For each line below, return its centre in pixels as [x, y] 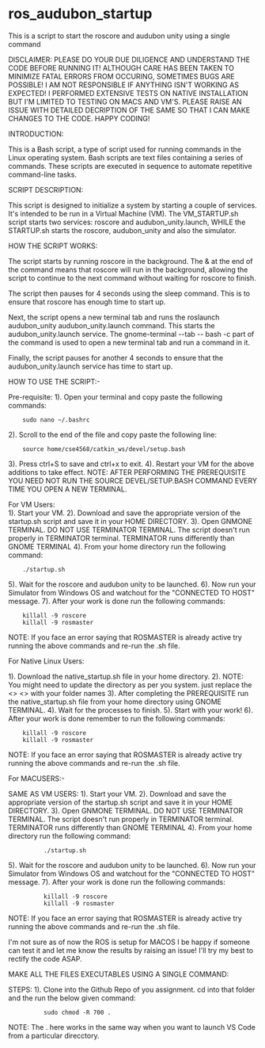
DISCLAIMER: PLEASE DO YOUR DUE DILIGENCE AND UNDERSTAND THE [129, 59]
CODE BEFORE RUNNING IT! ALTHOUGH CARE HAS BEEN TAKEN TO [121, 67]
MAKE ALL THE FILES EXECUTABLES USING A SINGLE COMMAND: [119, 974]
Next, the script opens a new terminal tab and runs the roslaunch [114, 317]
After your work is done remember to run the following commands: [117, 718]
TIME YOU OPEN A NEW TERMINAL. [68, 489]
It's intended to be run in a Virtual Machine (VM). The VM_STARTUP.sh [123, 213]
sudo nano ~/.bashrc [56, 420]
